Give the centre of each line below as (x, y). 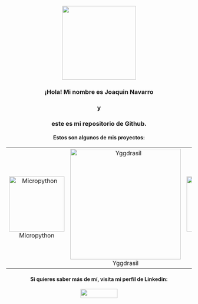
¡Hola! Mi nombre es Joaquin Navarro (99, 91)
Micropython (37, 235)
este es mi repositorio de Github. (99, 123)
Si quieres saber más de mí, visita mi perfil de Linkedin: (99, 279)
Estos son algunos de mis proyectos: (99, 138)
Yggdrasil (126, 263)
